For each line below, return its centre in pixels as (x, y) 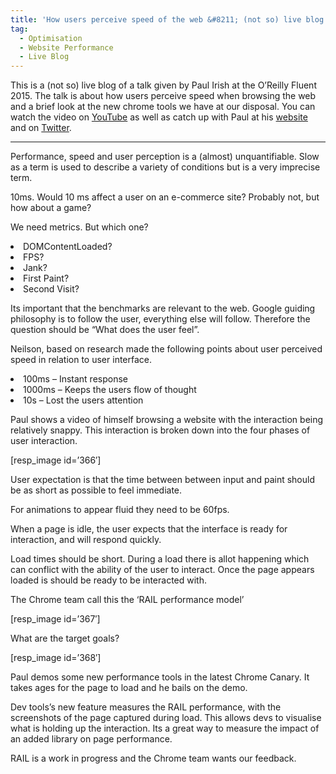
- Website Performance (66, 47)
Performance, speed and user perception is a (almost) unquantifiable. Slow (165, 157)
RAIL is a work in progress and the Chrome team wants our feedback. (153, 758)
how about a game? (51, 208)
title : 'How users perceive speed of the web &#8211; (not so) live (156, 19)
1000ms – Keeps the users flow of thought (110, 390)
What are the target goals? (65, 638)
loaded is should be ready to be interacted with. (109, 580)
